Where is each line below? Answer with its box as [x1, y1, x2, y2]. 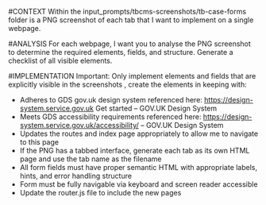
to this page [19, 137, 60, 146]
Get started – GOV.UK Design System [94, 103, 218, 113]
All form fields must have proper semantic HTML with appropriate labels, [19, 163, 258, 172]
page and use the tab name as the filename [19, 154, 162, 164]
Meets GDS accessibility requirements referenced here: [19, 112, 202, 122]
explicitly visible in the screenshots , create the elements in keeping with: [8, 79, 248, 89]
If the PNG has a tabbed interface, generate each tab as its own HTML [19, 146, 250, 155]
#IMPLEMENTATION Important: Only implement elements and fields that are [8, 72, 256, 80]
